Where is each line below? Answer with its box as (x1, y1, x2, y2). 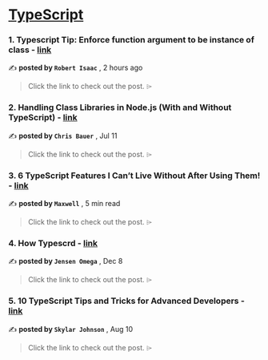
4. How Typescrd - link (8, 238, 98, 249)
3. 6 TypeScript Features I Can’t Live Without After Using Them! (8, 170, 261, 181)
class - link (8, 44, 52, 55)
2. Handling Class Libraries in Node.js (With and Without (8, 102, 232, 113)
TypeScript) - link (8, 112, 78, 123)
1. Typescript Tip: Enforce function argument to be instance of (8, 34, 254, 46)
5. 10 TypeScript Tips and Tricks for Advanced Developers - (8, 295, 246, 306)
